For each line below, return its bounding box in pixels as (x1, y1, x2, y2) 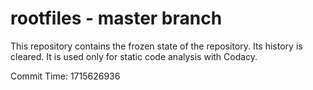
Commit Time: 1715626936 (10, 70, 121, 82)
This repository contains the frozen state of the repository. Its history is (10, 40, 303, 52)
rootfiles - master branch (10, 7, 223, 30)
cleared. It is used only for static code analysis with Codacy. (10, 50, 258, 62)
